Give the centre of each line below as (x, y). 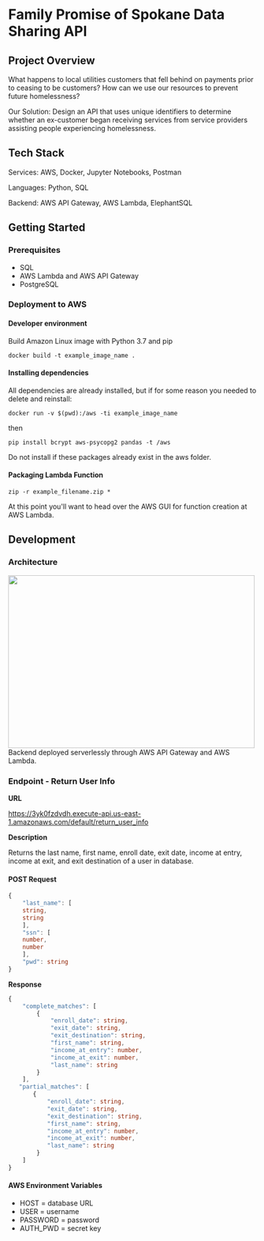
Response (25, 984)
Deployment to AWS (47, 304)
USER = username (49, 1212)
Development (42, 540)
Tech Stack (36, 153)
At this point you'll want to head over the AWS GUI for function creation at (128, 506)
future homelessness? (44, 96)
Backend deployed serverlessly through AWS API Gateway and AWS (119, 752)
